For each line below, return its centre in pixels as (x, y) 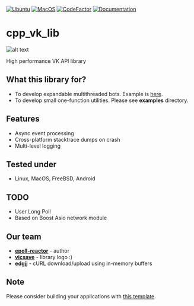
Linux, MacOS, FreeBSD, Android (55, 179)
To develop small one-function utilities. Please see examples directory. (101, 100)
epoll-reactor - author (42, 251)
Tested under (31, 164)
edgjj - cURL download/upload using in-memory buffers (83, 263)
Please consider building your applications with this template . (81, 296)
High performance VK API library (46, 61)
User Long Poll (33, 212)
